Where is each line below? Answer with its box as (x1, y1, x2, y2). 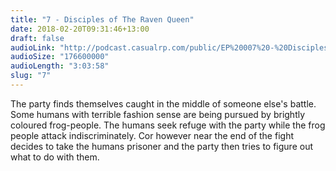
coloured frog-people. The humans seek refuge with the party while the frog (10, 119, 326, 131)
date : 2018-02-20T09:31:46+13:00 (10, 24, 150, 34)
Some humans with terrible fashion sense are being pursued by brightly (10, 108, 306, 120)
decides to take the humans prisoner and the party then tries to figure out (10, 140, 313, 152)
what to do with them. (10, 151, 100, 163)
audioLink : (10, 42, 56, 53)
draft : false (10, 33, 65, 43)
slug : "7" (10, 71, 52, 81)
